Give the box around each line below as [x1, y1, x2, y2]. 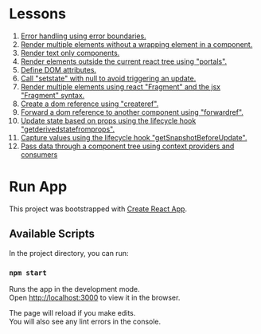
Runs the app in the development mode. [9, 284, 140, 293]
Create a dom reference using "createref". [20, 99, 159, 108]
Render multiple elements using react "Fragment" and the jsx [20, 81, 221, 92]
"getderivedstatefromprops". [20, 124, 115, 134]
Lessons [9, 5, 67, 23]
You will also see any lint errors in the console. [9, 316, 162, 326]
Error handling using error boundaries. [20, 31, 146, 41]
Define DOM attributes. [20, 65, 97, 74]
